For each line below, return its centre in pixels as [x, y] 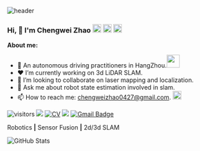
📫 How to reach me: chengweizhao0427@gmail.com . [94, 97]
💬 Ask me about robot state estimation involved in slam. [96, 88]
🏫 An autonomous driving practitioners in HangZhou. [92, 66]
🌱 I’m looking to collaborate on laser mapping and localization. [106, 80]
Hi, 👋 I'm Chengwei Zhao [49, 30]
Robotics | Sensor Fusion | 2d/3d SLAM [63, 128]
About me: [22, 46]
